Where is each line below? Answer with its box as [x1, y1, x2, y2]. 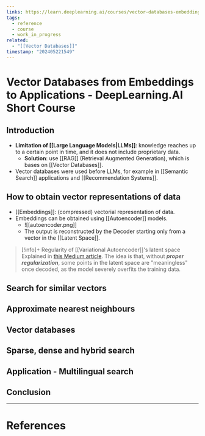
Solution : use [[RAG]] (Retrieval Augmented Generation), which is [24, 154, 190, 162]
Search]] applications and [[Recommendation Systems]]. [15, 174, 159, 181]
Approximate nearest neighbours [6, 304, 135, 314]
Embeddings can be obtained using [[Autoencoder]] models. [15, 215, 168, 222]
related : [6, 37, 29, 43]
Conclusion [6, 386, 51, 397]
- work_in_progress [12, 32, 62, 38]
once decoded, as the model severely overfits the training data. [21, 265, 181, 273]
